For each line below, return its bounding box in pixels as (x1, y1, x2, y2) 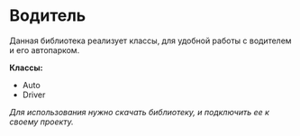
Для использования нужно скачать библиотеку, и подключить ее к (9, 106, 270, 117)
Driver (22, 89, 46, 100)
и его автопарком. (9, 44, 80, 55)
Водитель (9, 5, 86, 26)
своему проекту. (9, 116, 74, 127)
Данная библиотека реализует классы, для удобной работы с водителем (9, 35, 292, 46)
